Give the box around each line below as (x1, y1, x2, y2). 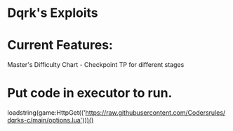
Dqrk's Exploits (7, 5, 98, 21)
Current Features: (7, 37, 114, 54)
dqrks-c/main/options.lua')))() (7, 116, 94, 125)
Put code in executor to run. (7, 85, 173, 101)
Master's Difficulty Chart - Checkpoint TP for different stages (7, 61, 185, 69)
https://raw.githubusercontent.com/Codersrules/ (85, 108, 226, 117)
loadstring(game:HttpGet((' (7, 108, 86, 117)
